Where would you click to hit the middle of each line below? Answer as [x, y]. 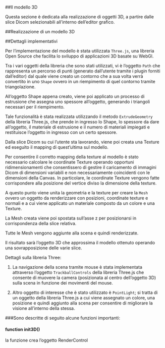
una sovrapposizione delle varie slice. [44, 248]
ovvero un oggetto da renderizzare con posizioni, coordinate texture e [77, 198]
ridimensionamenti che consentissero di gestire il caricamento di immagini [81, 167]
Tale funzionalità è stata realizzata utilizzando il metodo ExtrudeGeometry [79, 116]
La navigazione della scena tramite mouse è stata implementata [77, 267]
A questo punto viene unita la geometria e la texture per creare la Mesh [77, 193]
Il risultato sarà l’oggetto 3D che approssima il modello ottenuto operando [80, 243]
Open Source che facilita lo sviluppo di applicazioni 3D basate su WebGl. [79, 56]
